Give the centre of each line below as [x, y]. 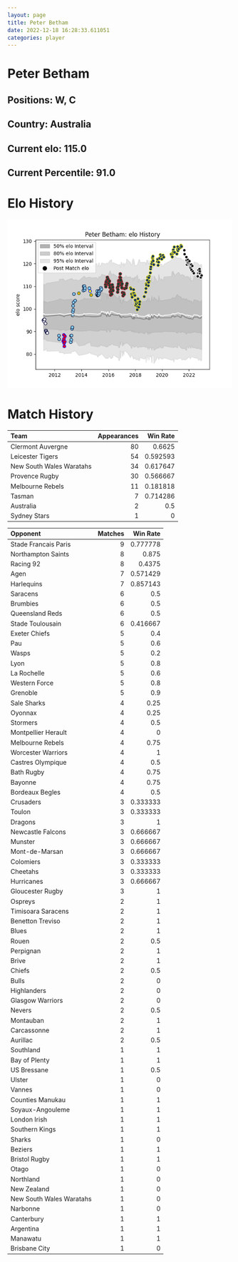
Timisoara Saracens [40, 911]
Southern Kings [33, 1129]
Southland [25, 1050]
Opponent [26, 534]
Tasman [22, 496]
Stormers [24, 723]
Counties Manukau [38, 1099]
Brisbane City [30, 1248]
